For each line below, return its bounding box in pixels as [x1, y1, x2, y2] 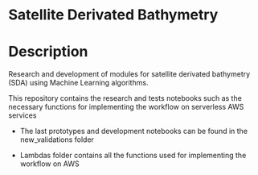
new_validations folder [19, 135, 95, 144]
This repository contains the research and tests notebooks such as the [8, 94, 243, 103]
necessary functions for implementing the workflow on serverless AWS [8, 102, 244, 112]
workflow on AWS [19, 159, 80, 169]
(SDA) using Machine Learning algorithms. [8, 78, 149, 88]
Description [8, 43, 88, 61]
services [8, 110, 37, 120]
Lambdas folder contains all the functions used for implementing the [19, 151, 247, 160]
